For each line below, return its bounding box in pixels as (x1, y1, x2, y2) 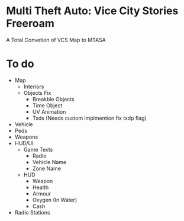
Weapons (14, 133, 38, 140)
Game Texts (23, 146, 53, 153)
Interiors (23, 83, 44, 90)
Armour (32, 190, 51, 197)
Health (32, 184, 49, 191)
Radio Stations (14, 209, 50, 216)
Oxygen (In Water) (32, 196, 78, 203)
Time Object (32, 102, 63, 109)
